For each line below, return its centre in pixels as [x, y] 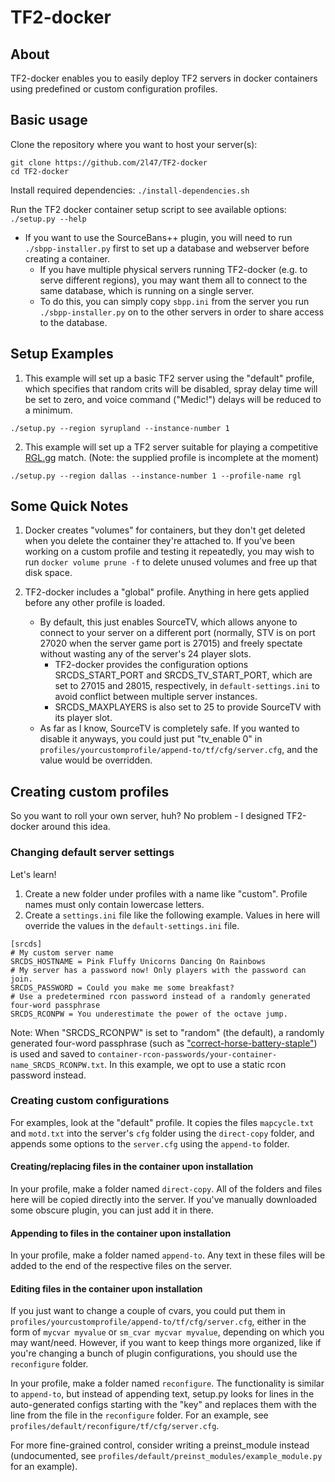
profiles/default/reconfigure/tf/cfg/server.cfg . [115, 1426]
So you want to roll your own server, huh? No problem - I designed [147, 816]
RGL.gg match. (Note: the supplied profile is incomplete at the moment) [172, 457]
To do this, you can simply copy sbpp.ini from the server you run [174, 301]
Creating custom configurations [90, 1101]
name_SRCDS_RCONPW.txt [57, 1065]
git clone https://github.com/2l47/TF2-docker [109, 162]
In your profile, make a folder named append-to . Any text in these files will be [168, 1255]
